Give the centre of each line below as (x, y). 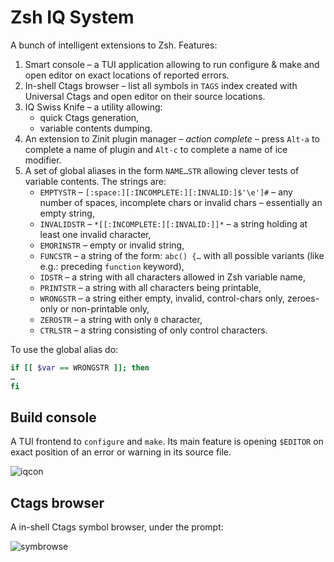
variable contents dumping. (96, 128)
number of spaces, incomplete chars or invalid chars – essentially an (181, 202)
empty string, (67, 213)
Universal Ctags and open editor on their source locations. (145, 96)
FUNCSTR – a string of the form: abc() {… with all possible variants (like (182, 255)
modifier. (43, 160)
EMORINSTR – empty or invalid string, (112, 245)
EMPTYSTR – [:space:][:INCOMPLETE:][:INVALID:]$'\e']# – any (166, 192)
